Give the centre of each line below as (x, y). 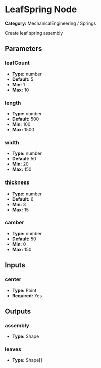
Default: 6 (23, 199)
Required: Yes (27, 296)
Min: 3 (19, 204)
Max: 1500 (23, 129)
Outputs (18, 311)
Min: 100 (21, 124)
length (13, 103)
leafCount (17, 63)
